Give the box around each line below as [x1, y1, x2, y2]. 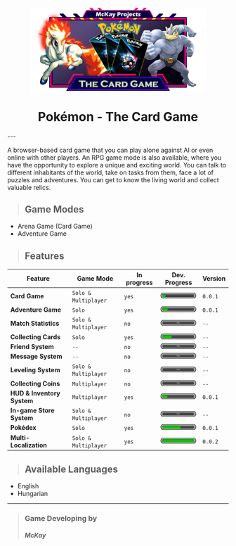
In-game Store [10, 406, 55, 415]
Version [202, 274, 226, 283]
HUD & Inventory [10, 388, 61, 398]
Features [24, 250, 65, 262]
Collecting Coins [10, 379, 60, 388]
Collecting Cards [10, 332, 61, 341]
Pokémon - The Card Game [37, 108, 199, 125]
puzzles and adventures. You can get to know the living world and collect [7, 175, 219, 184]
